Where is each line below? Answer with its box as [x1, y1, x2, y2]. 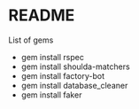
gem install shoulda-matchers [20, 61, 130, 72]
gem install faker [20, 90, 82, 100]
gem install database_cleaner [20, 80, 128, 90]
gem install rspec [20, 51, 85, 62]
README [8, 5, 75, 26]
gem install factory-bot [20, 70, 105, 81]
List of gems [8, 35, 54, 45]
